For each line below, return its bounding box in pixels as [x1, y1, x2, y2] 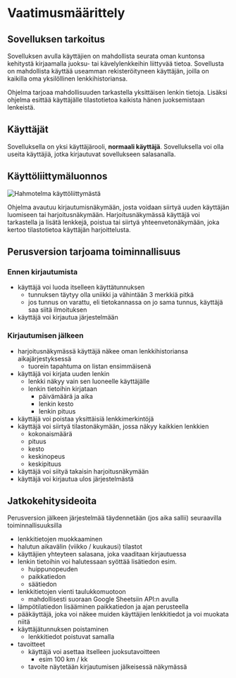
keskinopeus [27, 452, 66, 460]
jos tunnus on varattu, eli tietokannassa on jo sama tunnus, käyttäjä [27, 298, 223, 307]
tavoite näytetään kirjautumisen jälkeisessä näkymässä [27, 662, 187, 671]
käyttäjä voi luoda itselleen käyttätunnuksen [17, 283, 145, 291]
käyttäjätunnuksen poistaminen [17, 625, 109, 633]
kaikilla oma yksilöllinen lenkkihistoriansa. [7, 74, 128, 83]
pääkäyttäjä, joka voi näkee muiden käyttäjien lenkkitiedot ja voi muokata [17, 610, 229, 619]
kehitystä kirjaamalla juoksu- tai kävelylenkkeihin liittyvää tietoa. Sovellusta [7, 59, 224, 68]
